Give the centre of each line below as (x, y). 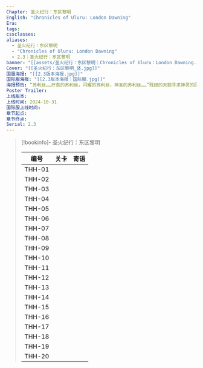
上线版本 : (17, 96)
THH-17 (37, 327)
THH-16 (37, 317)
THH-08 (37, 238)
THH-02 (37, 179)
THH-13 (37, 287)
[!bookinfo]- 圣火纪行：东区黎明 (61, 142)
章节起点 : (17, 113)
